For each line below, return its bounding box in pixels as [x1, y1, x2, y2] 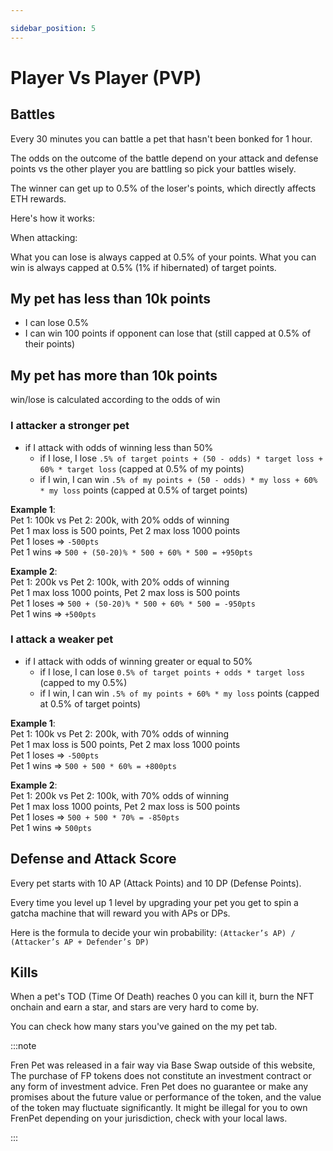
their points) [24, 338, 75, 350]
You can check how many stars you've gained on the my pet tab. [10, 1021, 278, 1033]
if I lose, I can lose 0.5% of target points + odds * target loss [39, 666, 305, 678]
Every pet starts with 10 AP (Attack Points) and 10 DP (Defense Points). [10, 877, 302, 889]
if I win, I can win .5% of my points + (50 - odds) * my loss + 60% [39, 473, 318, 485]
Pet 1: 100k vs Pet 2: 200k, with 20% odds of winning [10, 514, 230, 526]
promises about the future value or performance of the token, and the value [10, 1091, 322, 1103]
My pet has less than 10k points [10, 291, 212, 308]
